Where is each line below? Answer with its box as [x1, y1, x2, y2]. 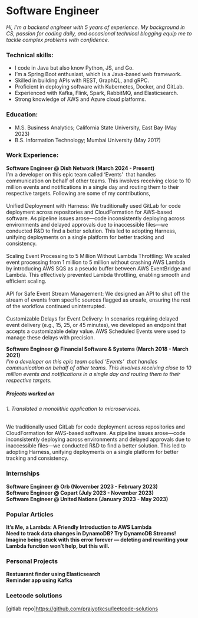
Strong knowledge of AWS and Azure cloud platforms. [14, 96, 146, 103]
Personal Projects [6, 557, 58, 565]
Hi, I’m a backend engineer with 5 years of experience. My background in [6, 24, 185, 31]
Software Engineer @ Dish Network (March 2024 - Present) [6, 164, 155, 172]
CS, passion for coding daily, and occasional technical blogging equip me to [6, 30, 192, 37]
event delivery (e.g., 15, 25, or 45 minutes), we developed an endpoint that [6, 321, 187, 328]
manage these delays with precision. [6, 333, 95, 341]
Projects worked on [6, 390, 55, 397]
